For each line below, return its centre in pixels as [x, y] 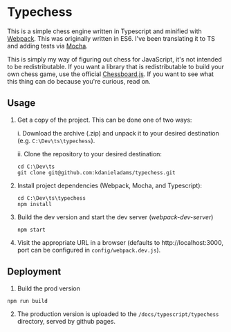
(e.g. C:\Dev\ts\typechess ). [56, 140]
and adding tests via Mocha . [47, 46]
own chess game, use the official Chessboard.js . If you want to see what [111, 74]
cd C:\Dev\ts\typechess [52, 198]
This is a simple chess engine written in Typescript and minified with [104, 31]
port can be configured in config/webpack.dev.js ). [89, 250]
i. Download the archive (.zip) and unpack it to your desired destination [118, 133]
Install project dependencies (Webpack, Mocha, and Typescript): [110, 185]
